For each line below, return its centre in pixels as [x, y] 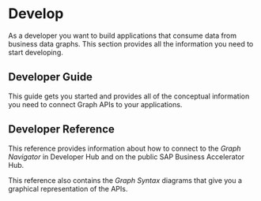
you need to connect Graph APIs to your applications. [95, 104]
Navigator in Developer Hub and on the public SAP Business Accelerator [127, 156]
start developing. [36, 52]
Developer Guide [51, 77]
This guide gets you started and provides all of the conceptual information [129, 96]
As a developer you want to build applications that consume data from [123, 35]
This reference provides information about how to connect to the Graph [125, 148]
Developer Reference [61, 130]
